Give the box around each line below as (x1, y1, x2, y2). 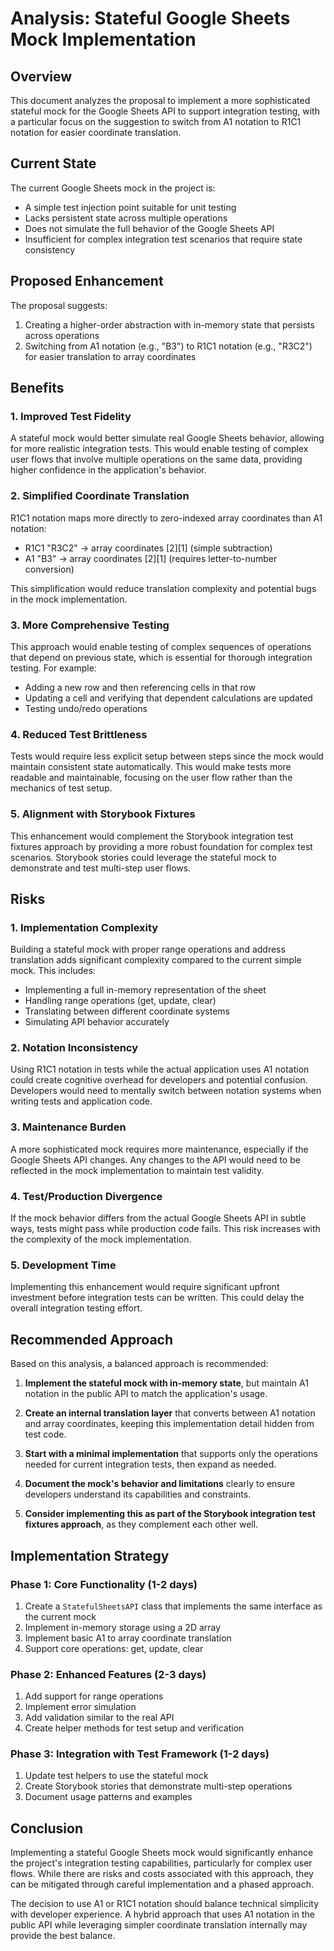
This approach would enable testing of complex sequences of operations (10, 640, 312, 652)
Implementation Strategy (10, 1547, 170, 1564)
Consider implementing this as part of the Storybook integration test (24, 1508, 316, 1520)
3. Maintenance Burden (10, 1120, 127, 1134)
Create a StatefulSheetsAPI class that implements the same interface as (24, 1600, 323, 1612)
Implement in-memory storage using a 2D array (24, 1621, 222, 1633)
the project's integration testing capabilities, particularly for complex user (10, 1857, 313, 1869)
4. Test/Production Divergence (10, 1189, 163, 1203)
